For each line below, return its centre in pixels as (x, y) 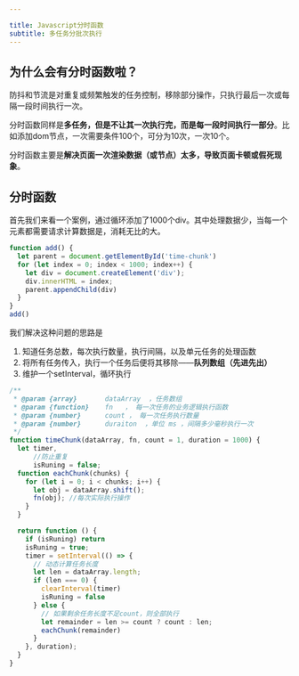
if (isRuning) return (65, 539)
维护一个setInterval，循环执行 (77, 374)
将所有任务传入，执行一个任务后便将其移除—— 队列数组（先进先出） (147, 362)
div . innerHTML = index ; (69, 281)
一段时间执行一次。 (52, 106)
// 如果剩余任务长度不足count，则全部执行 (110, 614)
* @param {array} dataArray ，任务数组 (97, 399)
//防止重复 (50, 457)
